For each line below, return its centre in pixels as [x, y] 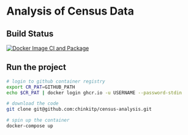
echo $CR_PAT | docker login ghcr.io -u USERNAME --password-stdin [94, 92]
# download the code [33, 104]
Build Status [30, 34]
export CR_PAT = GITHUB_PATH [41, 87]
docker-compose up [30, 126]
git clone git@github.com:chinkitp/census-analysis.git [79, 109]
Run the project [36, 67]
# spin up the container [38, 120]
